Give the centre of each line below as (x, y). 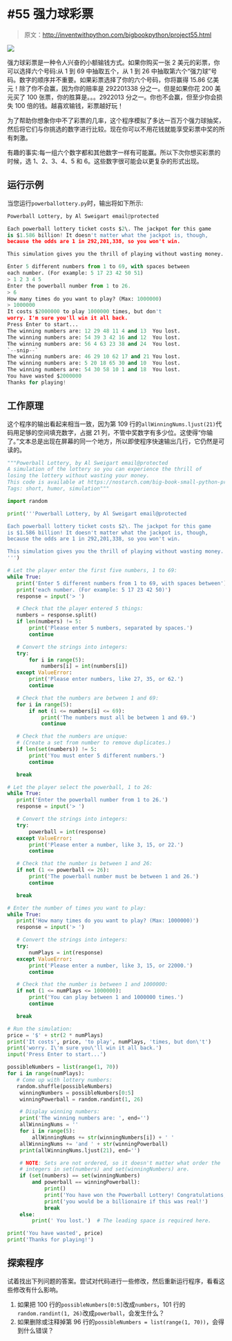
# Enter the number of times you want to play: (77, 908)
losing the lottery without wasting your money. (78, 476)
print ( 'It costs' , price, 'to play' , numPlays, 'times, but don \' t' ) (109, 1042)
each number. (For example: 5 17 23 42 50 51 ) (75, 273)
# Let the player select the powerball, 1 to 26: (80, 787)
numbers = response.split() (57, 615)
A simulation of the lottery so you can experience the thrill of (105, 469)
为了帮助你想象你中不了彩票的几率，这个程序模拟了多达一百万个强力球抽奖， (116, 120)
